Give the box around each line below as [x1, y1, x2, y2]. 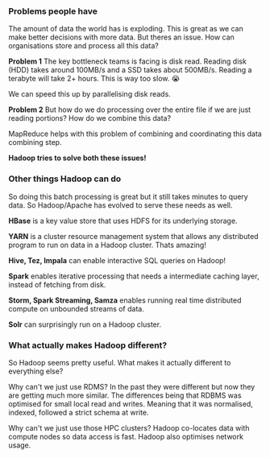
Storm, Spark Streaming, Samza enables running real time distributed [8, 295, 242, 305]
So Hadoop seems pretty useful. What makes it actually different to [8, 357, 231, 367]
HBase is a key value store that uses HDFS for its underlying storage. [8, 216, 238, 225]
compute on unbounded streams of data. [8, 303, 145, 313]
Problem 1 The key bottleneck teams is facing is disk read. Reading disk [8, 56, 247, 66]
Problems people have [8, 6, 98, 17]
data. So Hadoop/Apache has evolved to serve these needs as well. [8, 200, 233, 210]
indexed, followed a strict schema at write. [8, 407, 149, 417]
